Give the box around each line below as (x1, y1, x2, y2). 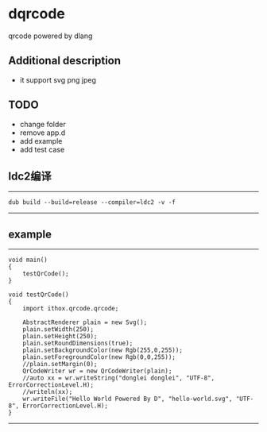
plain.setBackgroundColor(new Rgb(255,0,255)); (22, 346, 183, 354)
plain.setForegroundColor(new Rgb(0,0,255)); (22, 353, 176, 361)
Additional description (8, 54, 122, 67)
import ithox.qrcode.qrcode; (22, 305, 119, 313)
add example (19, 136, 63, 145)
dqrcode (8, 5, 65, 23)
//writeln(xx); (22, 388, 73, 396)
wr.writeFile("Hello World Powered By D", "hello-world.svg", (22, 395, 233, 403)
